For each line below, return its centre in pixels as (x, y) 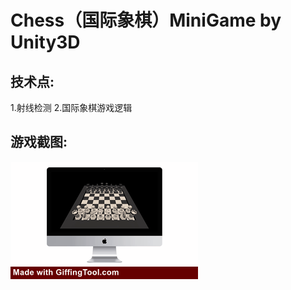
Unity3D (45, 42)
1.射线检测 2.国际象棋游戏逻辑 (71, 107)
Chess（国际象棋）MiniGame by (146, 20)
